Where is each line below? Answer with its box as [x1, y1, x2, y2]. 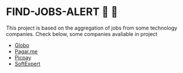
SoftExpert [14, 60, 41, 67]
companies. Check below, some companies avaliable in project [6, 30, 158, 37]
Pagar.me [14, 48, 38, 54]
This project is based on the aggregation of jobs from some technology [6, 24, 178, 31]
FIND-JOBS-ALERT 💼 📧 [6, 5, 118, 19]
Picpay [14, 54, 32, 61]
